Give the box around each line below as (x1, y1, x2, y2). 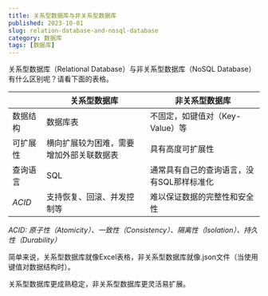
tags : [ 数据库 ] (8, 41, 56, 49)
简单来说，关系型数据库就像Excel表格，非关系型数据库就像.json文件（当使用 (8, 252, 258, 262)
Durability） (22, 235, 61, 245)
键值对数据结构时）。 (8, 262, 75, 272)
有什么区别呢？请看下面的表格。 (8, 74, 113, 84)
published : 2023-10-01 (8, 19, 84, 27)
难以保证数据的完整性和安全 (150, 191, 254, 203)
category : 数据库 (8, 34, 62, 42)
